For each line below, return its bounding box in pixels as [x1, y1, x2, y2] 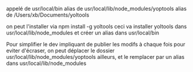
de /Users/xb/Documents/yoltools [6, 11, 89, 18]
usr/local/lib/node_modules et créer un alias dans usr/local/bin [6, 29, 160, 36]
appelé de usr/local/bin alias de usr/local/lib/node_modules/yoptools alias [6, 5, 187, 12]
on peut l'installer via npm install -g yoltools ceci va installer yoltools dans [6, 23, 187, 30]
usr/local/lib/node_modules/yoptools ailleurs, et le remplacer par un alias [6, 54, 185, 60]
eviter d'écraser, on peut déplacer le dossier [6, 47, 115, 54]
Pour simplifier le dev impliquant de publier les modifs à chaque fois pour [6, 41, 186, 48]
